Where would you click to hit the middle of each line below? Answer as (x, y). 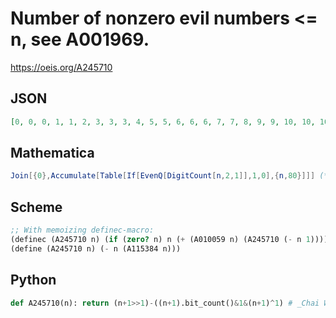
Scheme (36, 207)
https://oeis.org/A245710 (61, 67)
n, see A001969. (80, 39)
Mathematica (52, 153)
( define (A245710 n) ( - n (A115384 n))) (96, 248)
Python (33, 280)
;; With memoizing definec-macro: (82, 230)
